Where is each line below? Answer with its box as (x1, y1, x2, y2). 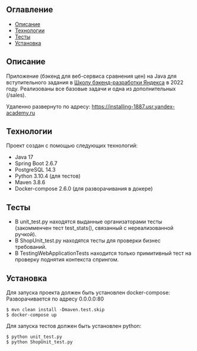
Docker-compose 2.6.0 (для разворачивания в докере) (14, 185, 153, 192)
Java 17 (14, 154, 34, 161)
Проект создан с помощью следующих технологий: (6, 142, 138, 149)
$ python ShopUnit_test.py (6, 339, 73, 345)
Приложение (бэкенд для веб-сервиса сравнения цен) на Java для (6, 72, 177, 80)
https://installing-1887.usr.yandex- (91, 103, 175, 110)
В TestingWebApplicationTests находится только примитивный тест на (14, 249, 192, 257)
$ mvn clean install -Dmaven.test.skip (6, 307, 105, 313)
